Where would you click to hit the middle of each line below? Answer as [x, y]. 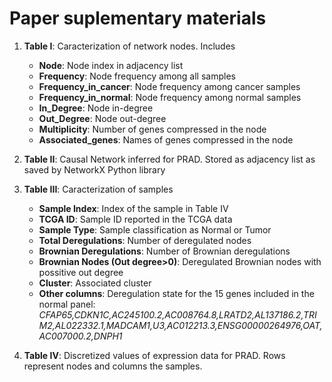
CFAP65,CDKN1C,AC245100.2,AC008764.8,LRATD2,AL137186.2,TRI [177, 314]
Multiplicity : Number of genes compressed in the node [152, 129]
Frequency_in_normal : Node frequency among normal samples [170, 97]
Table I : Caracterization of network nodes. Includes [129, 46]
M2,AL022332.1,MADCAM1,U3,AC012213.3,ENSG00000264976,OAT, [180, 325]
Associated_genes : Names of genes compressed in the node [166, 139]
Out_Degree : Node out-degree [102, 118]
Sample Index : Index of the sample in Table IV [133, 208]
